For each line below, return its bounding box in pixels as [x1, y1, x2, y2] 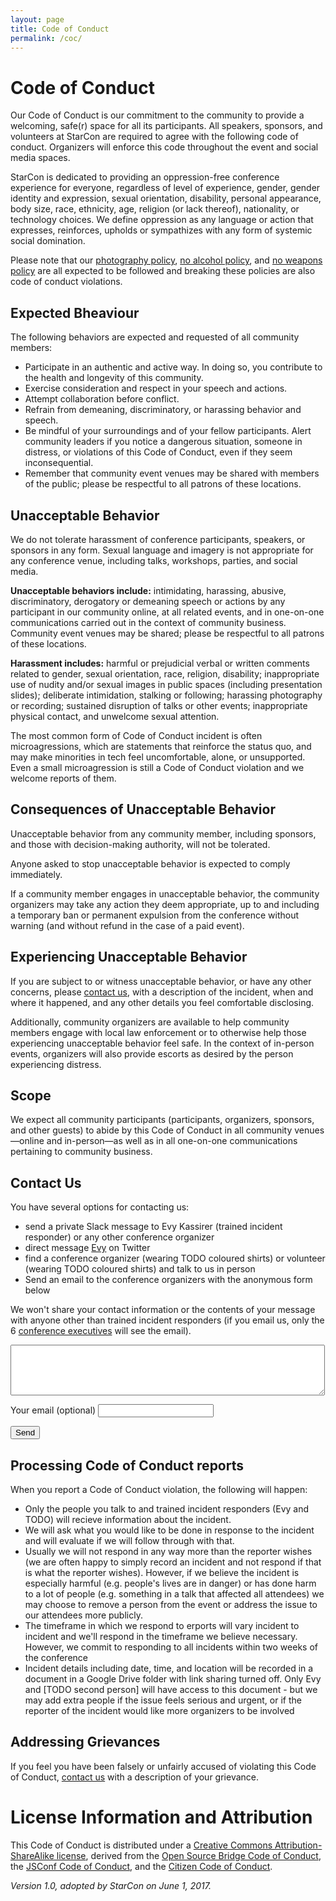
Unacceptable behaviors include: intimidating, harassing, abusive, [10, 584, 287, 596]
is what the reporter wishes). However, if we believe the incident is [24, 1567, 300, 1578]
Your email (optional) [10, 1404, 97, 1416]
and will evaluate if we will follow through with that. [24, 1535, 235, 1546]
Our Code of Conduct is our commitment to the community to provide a [10, 109, 305, 121]
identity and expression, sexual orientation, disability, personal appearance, [10, 192, 322, 205]
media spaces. [10, 152, 71, 164]
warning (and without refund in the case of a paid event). [10, 919, 245, 931]
